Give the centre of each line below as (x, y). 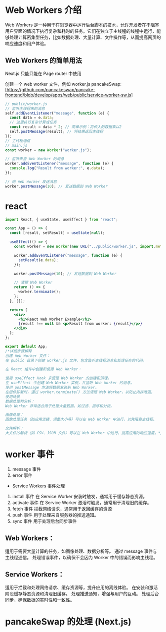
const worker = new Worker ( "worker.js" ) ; (48, 150)
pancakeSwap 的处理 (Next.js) (68, 621)
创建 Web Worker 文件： (28, 356)
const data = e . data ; (32, 118)
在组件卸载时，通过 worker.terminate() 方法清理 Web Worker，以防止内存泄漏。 (80, 392)
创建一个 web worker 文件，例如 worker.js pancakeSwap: (63, 84)
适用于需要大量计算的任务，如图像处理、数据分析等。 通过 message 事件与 (81, 551)
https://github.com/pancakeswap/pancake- (51, 89)
